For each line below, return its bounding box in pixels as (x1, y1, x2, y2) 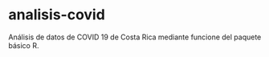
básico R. (8, 40, 39, 50)
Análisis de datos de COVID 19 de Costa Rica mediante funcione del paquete (8, 32, 262, 42)
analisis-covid (8, 6, 106, 24)
